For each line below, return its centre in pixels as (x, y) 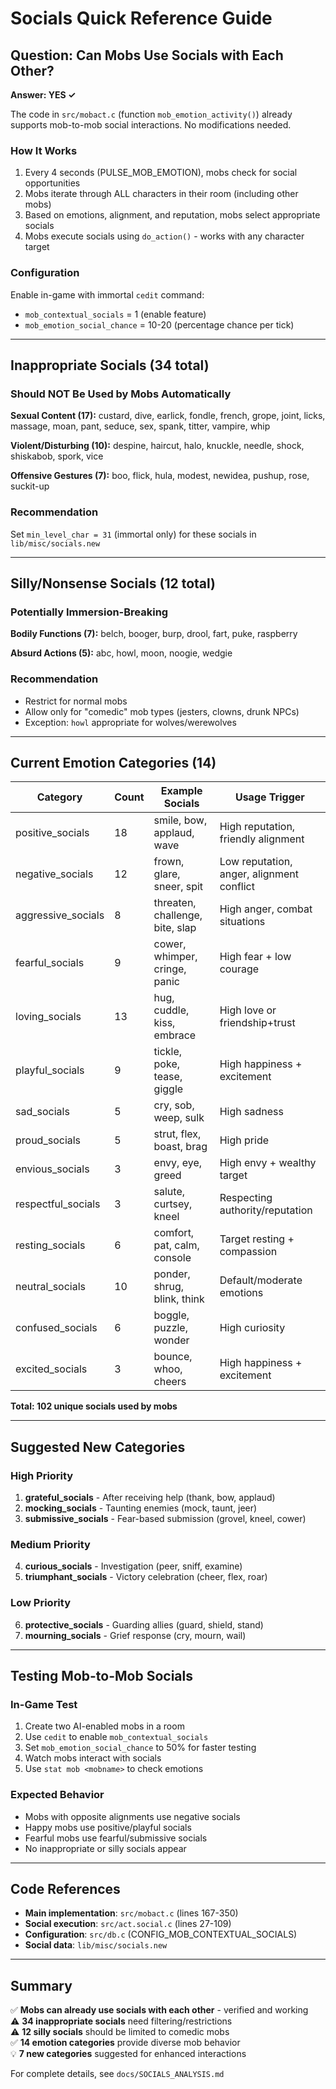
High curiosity (252, 1328)
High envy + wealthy (268, 1163)
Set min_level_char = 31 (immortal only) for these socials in (133, 534)
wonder (171, 1340)
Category (59, 797)
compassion (248, 1252)
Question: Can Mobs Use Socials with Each (147, 55)
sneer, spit (178, 887)
